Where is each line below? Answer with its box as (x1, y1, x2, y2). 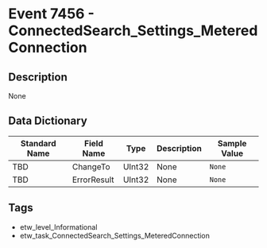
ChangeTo (72, 161, 110, 172)
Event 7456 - (8, 5, 95, 23)
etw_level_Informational (19, 222, 98, 231)
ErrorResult (72, 174, 114, 185)
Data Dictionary (8, 114, 87, 128)
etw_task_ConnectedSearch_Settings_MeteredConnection (19, 231, 211, 240)
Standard (20, 138, 56, 149)
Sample (217, 138, 247, 149)
